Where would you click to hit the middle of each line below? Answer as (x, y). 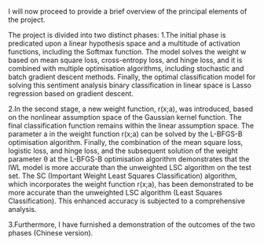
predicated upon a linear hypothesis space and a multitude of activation (125, 43)
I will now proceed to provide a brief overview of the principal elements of (128, 11)
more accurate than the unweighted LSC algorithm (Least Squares (115, 193)
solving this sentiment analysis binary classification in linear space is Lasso (130, 85)
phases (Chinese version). (51, 233)
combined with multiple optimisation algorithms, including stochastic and (126, 69)
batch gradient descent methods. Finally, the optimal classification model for (132, 77)
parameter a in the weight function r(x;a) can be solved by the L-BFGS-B (125, 134)
